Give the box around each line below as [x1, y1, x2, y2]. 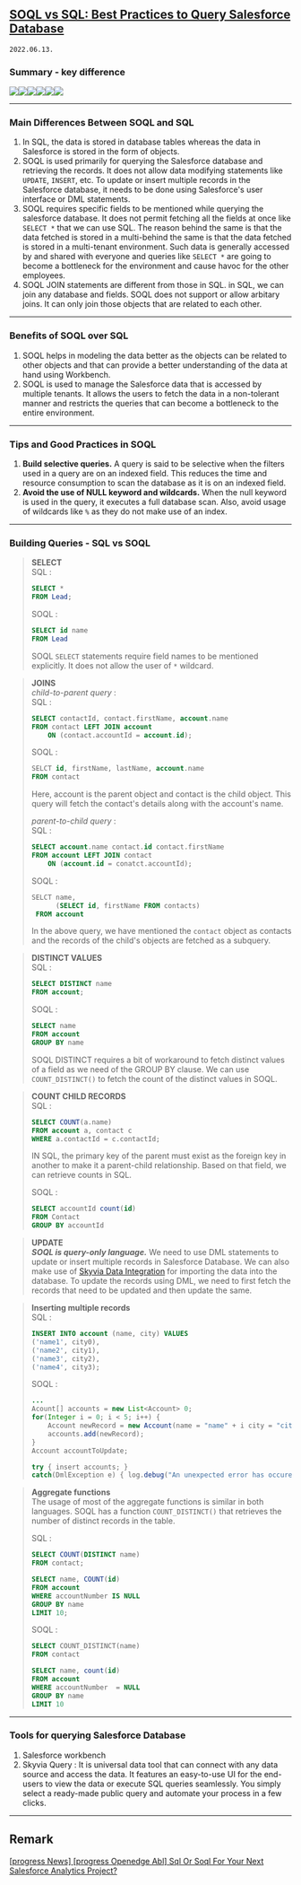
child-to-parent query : [30, 686, 116, 698]
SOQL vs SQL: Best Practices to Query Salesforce [9, 7, 291, 22]
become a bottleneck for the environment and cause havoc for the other [21, 260, 289, 272]
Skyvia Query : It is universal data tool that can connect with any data [21, 1758, 279, 1770]
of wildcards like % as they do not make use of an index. [21, 506, 228, 517]
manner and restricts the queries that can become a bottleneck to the [21, 397, 279, 408]
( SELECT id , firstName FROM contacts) [55, 901, 201, 910]
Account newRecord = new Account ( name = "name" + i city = [47, 1421, 273, 1430]
